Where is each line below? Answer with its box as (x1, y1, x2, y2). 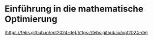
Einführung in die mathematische (4, 3, 144, 14)
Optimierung (4, 13, 58, 25)
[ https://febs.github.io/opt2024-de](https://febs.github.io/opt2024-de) (4, 29, 148, 35)
